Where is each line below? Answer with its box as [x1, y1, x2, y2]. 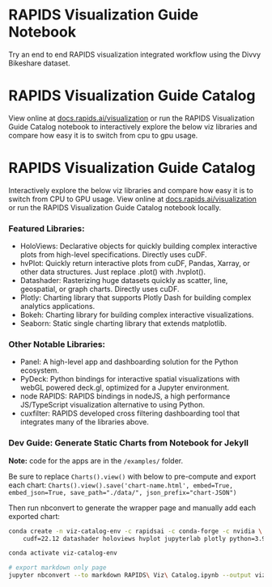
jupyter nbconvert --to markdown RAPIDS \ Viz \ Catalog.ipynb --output [8, 572, 252, 580]
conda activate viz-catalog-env [8, 549, 117, 557]
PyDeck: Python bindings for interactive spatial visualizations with [19, 374, 240, 384]
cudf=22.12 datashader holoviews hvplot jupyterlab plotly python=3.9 [23, 534, 266, 543]
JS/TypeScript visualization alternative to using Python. [19, 400, 205, 410]
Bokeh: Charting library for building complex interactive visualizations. [19, 310, 254, 320]
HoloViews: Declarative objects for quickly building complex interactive [19, 241, 257, 251]
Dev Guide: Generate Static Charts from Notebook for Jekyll [8, 437, 249, 449]
